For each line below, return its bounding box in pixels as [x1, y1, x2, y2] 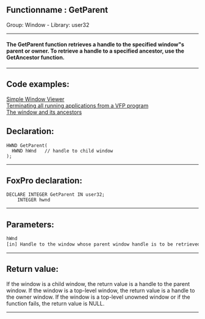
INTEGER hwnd [17, 197, 51, 203]
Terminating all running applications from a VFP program [6, 102, 149, 109]
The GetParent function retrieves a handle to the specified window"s [6, 41, 185, 48]
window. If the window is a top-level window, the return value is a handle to [6, 287, 195, 294]
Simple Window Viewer [6, 95, 65, 103]
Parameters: [6, 219, 54, 230]
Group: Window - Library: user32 [6, 21, 90, 28]
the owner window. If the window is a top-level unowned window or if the [6, 293, 190, 301]
